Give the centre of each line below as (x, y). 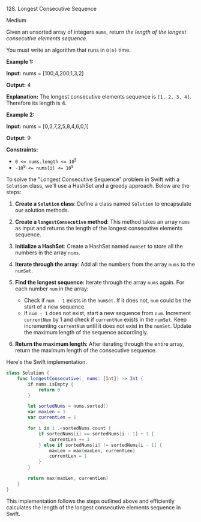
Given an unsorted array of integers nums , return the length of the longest (96, 32)
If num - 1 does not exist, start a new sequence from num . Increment (107, 313)
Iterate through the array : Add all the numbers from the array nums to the (105, 264)
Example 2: (20, 115)
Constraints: (22, 149)
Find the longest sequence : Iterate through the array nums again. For (100, 282)
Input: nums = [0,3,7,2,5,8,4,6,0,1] (47, 126)
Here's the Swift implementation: (46, 362)
